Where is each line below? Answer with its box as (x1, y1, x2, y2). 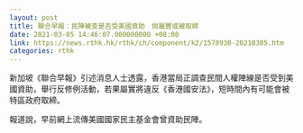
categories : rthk (9, 47, 75, 56)
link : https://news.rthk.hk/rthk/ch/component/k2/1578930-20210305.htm (9, 38, 284, 48)
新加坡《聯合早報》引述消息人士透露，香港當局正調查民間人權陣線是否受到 (9, 73, 286, 84)
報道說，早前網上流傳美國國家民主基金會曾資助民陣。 (9, 114, 207, 125)
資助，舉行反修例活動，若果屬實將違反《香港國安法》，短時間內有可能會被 (16, 84, 290, 94)
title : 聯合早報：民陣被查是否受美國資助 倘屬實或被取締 (9, 22, 199, 31)
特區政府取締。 (9, 95, 65, 106)
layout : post (9, 13, 59, 22)
